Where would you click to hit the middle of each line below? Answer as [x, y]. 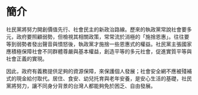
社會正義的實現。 [27, 59]
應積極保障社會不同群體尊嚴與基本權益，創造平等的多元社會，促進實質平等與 [99, 51]
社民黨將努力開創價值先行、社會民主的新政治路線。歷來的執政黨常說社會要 [96, 29]
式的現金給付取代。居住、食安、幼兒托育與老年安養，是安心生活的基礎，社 [96, 78]
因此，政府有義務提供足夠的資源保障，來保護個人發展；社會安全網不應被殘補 [99, 71]
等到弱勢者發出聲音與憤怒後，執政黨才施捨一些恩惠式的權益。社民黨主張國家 [99, 44]
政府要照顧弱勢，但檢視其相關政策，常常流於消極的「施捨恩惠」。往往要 [103, 36]
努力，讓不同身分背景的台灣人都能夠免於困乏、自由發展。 [86, 86]
